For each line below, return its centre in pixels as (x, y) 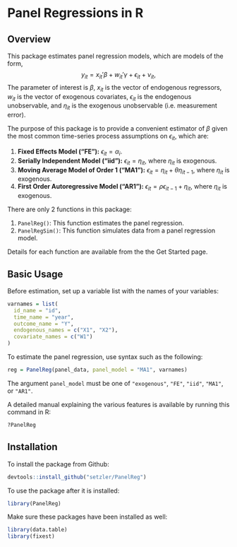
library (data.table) (38, 530)
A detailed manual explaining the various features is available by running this (119, 404)
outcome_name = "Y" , (44, 324)
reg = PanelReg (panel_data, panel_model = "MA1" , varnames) (98, 370)
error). (17, 115)
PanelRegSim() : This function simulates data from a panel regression (116, 230)
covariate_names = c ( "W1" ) (53, 337)
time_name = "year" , (44, 317)
